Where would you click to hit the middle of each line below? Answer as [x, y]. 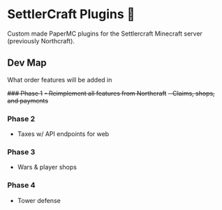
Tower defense [39, 200]
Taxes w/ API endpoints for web [63, 134]
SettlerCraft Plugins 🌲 [71, 14]
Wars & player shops [47, 167]
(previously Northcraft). [41, 40]
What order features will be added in [60, 80]
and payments [28, 100]
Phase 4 [22, 186]
